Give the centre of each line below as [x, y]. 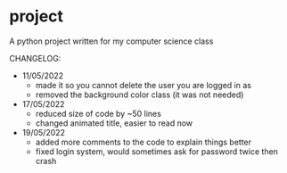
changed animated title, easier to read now [114, 123]
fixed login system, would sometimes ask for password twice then [157, 151]
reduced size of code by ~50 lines [98, 113]
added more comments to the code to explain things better [143, 142]
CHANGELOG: [35, 58]
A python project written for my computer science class [111, 41]
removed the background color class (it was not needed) [139, 95]
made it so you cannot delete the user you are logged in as [143, 85]
